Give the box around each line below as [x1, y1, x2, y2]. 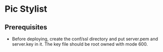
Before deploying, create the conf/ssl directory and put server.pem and [11, 36, 158, 42]
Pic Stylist [4, 3, 48, 15]
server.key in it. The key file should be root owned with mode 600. [11, 41, 148, 47]
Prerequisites [4, 23, 47, 31]
